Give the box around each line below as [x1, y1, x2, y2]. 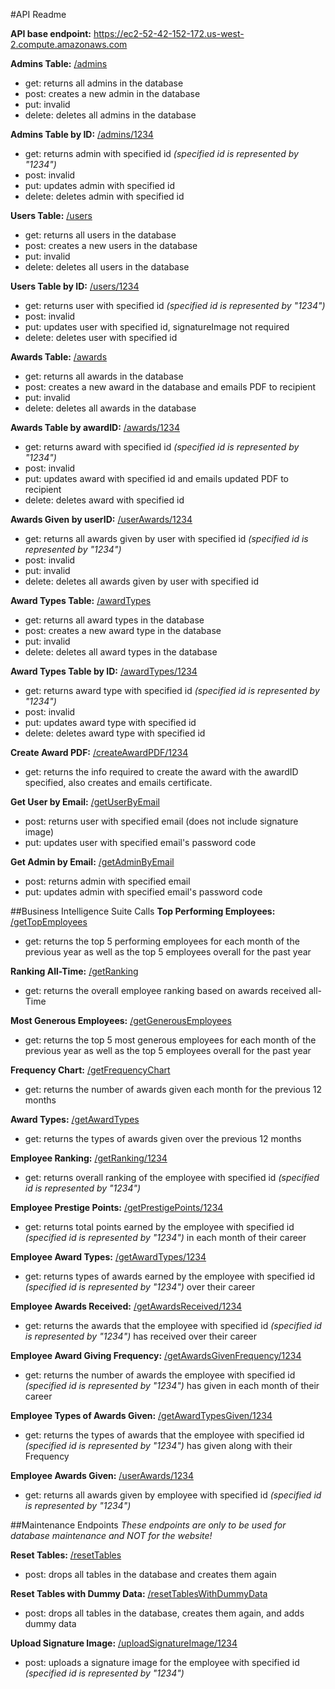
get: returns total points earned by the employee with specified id [24, 1221, 295, 1233]
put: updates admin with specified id [24, 180, 176, 191]
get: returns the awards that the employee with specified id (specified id [24, 1320, 322, 1331]
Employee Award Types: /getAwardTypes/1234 [10, 1251, 207, 1263]
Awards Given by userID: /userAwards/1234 [10, 514, 193, 525]
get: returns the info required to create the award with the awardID [24, 766, 299, 778]
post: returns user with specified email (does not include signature [24, 815, 299, 827]
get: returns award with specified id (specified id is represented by [24, 441, 300, 453]
